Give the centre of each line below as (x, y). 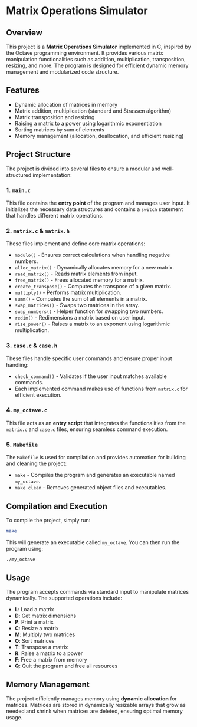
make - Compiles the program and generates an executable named (95, 475)
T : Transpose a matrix (41, 647)
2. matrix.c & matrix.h (38, 231)
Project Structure (38, 154)
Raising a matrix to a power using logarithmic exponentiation (88, 123)
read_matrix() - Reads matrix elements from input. (76, 274)
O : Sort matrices (35, 641)
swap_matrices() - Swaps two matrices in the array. (77, 305)
